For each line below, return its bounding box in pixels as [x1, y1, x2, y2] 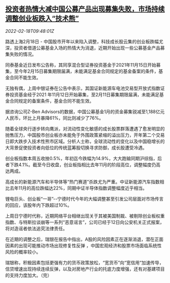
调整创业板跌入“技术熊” [5, 14, 79, 23]
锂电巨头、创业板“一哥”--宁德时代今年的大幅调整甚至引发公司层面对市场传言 [5, 196, 164, 202]
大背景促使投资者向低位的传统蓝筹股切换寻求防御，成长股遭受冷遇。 [5, 145, 147, 151]
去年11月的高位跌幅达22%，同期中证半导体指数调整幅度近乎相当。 [9, 185, 148, 191]
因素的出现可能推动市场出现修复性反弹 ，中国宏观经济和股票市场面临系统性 [5, 242, 162, 249]
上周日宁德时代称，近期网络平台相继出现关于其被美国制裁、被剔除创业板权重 [5, 213, 165, 219]
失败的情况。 [9, 51, 36, 57]
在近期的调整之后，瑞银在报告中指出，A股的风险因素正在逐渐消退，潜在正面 [5, 236, 163, 242]
